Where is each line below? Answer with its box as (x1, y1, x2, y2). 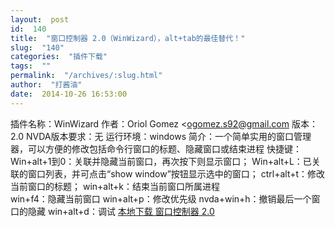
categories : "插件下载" (10, 52, 108, 62)
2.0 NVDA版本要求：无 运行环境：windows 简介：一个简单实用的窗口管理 (10, 130, 312, 142)
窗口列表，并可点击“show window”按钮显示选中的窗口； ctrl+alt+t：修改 (27, 167, 326, 180)
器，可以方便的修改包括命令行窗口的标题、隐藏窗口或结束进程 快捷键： (10, 142, 302, 155)
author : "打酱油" (10, 80, 83, 90)
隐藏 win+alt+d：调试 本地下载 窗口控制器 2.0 (27, 205, 215, 217)
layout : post (10, 14, 70, 25)
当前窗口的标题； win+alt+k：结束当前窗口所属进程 (10, 180, 221, 192)
